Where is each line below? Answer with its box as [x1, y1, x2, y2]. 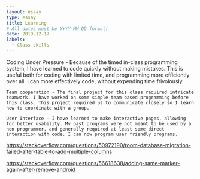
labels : [6, 37, 26, 43]
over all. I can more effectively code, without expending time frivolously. [6, 77, 184, 84]
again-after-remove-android [6, 166, 76, 173]
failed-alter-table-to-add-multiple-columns [6, 148, 113, 155]
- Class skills [11, 43, 50, 48]
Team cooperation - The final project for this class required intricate [6, 89, 195, 95]
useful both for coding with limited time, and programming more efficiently [6, 71, 190, 78]
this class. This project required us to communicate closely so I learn [6, 99, 195, 105]
